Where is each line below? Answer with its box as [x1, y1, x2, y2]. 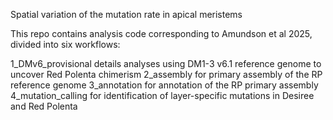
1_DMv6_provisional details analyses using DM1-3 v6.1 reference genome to [10, 58, 322, 69]
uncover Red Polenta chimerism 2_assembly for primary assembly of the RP [10, 69, 323, 80]
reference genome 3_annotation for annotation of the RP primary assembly [10, 79, 319, 91]
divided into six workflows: [10, 39, 121, 50]
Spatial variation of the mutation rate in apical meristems [10, 9, 243, 20]
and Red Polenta [10, 100, 78, 112]
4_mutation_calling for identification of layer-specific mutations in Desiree [10, 90, 315, 101]
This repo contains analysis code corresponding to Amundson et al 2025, [10, 28, 313, 39]
